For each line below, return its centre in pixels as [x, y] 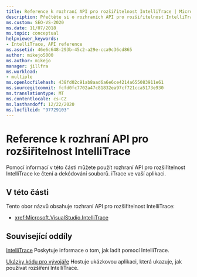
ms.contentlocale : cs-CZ [36, 99]
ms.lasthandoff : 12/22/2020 [40, 104]
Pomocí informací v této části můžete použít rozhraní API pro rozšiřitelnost [96, 167]
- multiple [19, 77]
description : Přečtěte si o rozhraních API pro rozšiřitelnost [85, 17]
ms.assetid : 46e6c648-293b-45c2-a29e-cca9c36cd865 [69, 50]
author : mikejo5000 [30, 55]
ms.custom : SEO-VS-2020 [35, 22]
